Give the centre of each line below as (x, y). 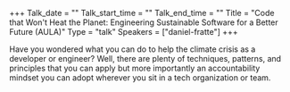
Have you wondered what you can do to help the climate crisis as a (133, 49)
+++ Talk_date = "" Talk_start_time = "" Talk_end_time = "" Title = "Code (142, 13)
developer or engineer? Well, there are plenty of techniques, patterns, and (145, 59)
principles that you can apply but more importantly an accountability (135, 68)
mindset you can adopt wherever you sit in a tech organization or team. (140, 78)
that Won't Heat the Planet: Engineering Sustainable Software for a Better (144, 22)
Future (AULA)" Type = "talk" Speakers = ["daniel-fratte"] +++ (124, 32)
